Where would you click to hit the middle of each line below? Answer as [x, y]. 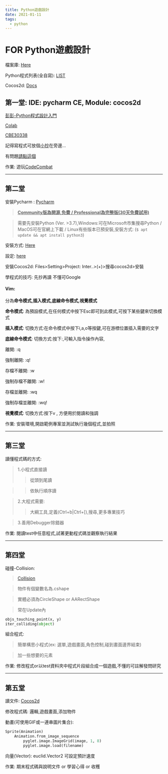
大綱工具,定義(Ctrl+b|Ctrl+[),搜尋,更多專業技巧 [77, 512]
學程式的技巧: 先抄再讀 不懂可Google [43, 277]
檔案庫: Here [18, 65]
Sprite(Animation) [24, 732]
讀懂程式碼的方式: [23, 459]
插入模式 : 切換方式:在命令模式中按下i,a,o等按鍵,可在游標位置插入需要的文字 [82, 328]
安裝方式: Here [20, 245]
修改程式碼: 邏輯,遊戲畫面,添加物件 [41, 711]
